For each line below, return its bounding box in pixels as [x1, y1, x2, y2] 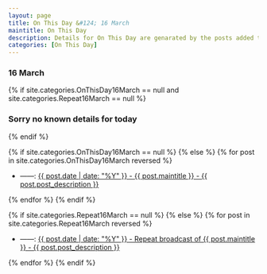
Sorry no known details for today [8, 114, 137, 125]
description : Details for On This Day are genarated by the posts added [8, 33, 254, 42]
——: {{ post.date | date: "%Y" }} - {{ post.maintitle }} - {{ [19, 171, 208, 180]
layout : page [8, 11, 52, 20]
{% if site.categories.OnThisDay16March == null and [8, 85, 180, 95]
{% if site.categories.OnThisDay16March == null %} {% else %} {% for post [8, 147, 255, 156]
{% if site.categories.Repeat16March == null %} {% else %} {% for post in [8, 210, 250, 219]
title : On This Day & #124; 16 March [8, 19, 130, 27]
